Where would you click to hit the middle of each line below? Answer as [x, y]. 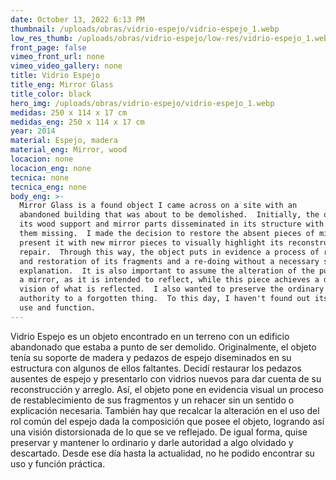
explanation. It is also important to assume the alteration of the [167, 271]
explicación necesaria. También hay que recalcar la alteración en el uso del [165, 410]
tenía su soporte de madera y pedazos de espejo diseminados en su [151, 357]
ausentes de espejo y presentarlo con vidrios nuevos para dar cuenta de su [166, 378]
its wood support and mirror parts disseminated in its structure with [172, 224]
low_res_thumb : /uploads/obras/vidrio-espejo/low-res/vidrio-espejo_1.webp [171, 38]
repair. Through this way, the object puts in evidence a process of [169, 252]
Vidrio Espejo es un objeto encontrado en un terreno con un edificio [150, 336]
